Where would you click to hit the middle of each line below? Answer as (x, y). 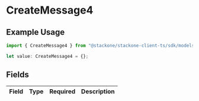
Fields (18, 75)
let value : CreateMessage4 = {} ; (47, 56)
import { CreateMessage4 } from (46, 45)
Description (98, 91)
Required (62, 91)
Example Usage (36, 32)
